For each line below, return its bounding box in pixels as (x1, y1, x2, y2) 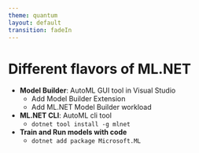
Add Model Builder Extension (31, 94, 126, 104)
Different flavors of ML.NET (8, 60, 191, 78)
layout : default (8, 19, 61, 27)
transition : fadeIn (8, 26, 72, 34)
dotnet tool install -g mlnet (31, 121, 131, 129)
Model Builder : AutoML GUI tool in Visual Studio (19, 86, 176, 95)
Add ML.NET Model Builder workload (31, 103, 152, 112)
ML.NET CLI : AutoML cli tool (19, 111, 112, 120)
